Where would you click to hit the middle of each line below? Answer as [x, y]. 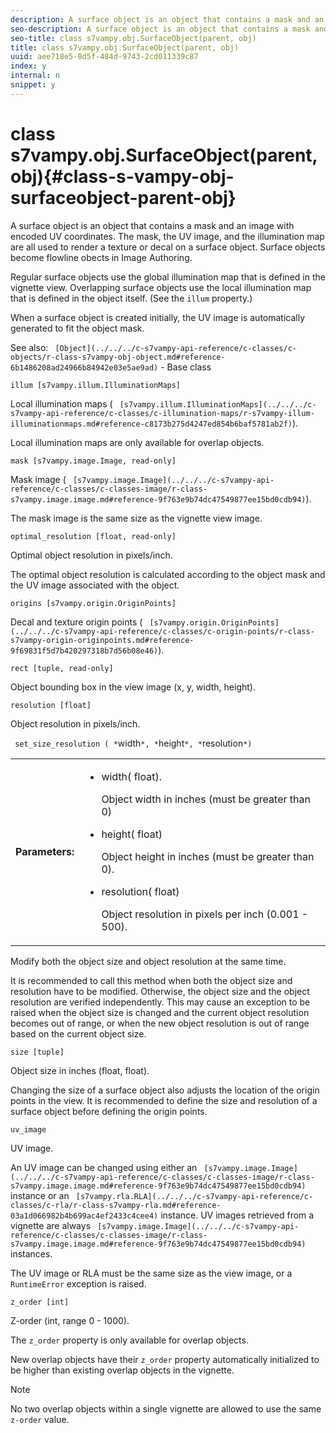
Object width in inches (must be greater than [206, 799]
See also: [29, 347]
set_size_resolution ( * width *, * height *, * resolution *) [133, 743]
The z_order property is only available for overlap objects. [129, 1340]
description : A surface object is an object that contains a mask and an [167, 19]
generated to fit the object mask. [77, 328]
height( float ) [132, 834]
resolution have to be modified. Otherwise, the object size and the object [160, 991]
